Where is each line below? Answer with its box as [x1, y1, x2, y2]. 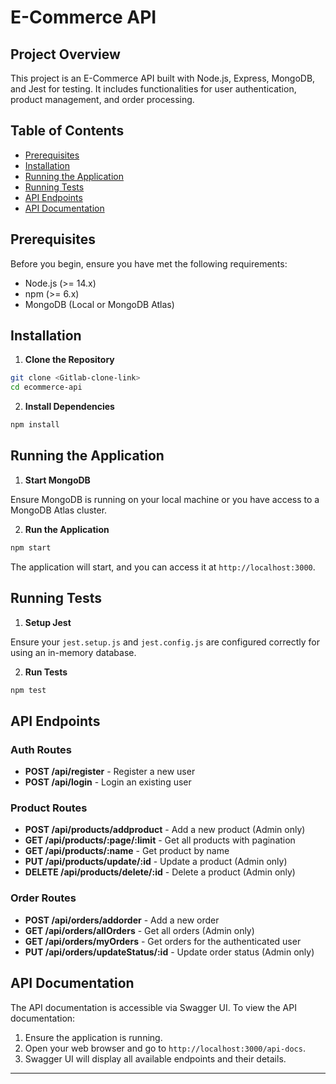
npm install [10, 420, 60, 430]
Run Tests [24, 666, 68, 678]
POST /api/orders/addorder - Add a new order [24, 914, 220, 926]
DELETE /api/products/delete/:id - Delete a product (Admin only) [24, 866, 296, 878]
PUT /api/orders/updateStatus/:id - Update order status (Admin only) [24, 946, 315, 958]
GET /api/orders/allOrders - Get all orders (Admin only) [24, 924, 255, 936]
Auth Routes [10, 742, 72, 756]
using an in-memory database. [10, 646, 137, 658]
